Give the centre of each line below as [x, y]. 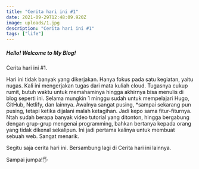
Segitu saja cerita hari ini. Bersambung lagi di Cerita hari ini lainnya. [89, 148]
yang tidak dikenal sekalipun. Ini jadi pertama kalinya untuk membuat [91, 130]
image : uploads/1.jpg [33, 23]
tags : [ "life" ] [25, 34]
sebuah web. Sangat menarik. [43, 136]
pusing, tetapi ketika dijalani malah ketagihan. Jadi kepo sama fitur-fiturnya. [99, 111]
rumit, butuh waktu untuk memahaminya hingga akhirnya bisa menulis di [95, 92]
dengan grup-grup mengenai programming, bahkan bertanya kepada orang [99, 124]
